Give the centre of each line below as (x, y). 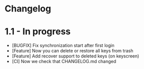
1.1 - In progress (38, 32)
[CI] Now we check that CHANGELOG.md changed (64, 61)
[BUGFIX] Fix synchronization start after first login (63, 45)
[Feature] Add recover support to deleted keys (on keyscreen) (75, 56)
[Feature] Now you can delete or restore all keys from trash (72, 51)
